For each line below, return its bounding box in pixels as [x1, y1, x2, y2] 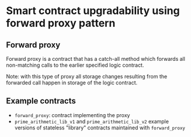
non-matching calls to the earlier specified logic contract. [6, 61, 144, 68]
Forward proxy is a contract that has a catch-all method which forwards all [6, 56, 186, 62]
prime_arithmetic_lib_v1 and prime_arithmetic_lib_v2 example [14, 118, 169, 125]
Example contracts [6, 96, 76, 106]
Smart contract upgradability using [6, 4, 180, 18]
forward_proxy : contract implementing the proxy [14, 111, 130, 118]
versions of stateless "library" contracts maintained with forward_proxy [14, 124, 186, 131]
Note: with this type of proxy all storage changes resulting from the [6, 73, 168, 80]
